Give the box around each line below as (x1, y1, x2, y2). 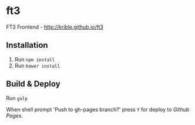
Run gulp (6, 95, 28, 102)
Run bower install (14, 62, 60, 69)
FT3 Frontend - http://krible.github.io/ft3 (6, 23, 104, 30)
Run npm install (14, 55, 55, 62)
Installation (6, 40, 48, 50)
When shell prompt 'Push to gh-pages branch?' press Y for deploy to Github (6, 106, 190, 113)
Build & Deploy (6, 79, 60, 89)
